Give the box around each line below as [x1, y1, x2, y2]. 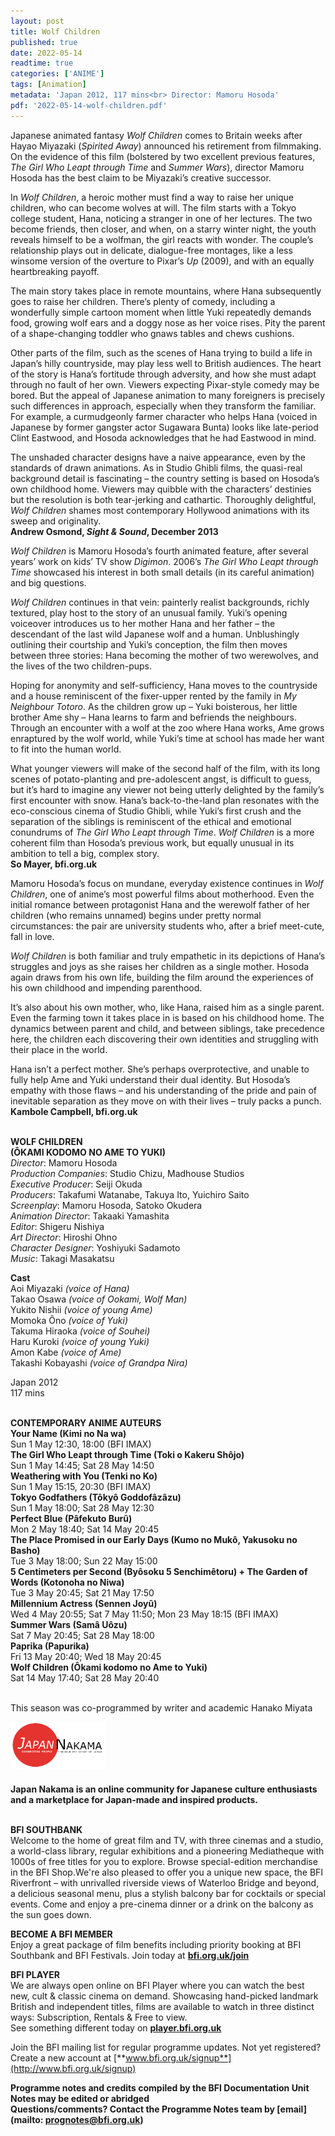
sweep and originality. [10, 515, 102, 527]
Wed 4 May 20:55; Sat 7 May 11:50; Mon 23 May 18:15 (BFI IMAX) [10, 1608, 279, 1620]
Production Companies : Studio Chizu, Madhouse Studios [10, 1167, 245, 1179]
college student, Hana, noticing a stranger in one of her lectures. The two [10, 212, 313, 224]
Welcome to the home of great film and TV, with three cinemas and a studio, [10, 1834, 324, 1846]
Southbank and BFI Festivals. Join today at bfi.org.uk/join [10, 1949, 250, 1961]
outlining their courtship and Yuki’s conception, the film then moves [10, 638, 288, 650]
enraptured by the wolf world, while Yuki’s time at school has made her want [10, 732, 325, 744]
